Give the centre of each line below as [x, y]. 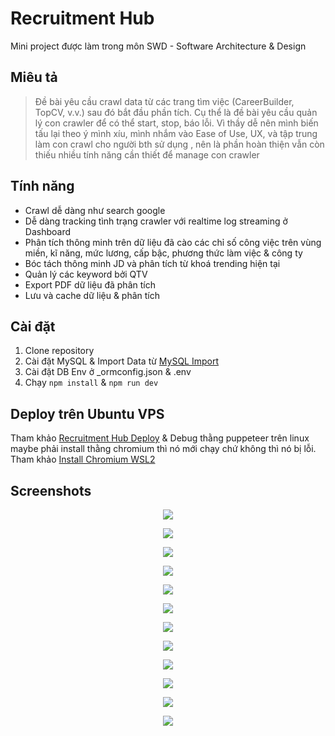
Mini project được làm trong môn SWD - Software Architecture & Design [158, 46]
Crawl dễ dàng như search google [95, 210]
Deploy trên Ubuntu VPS [87, 413]
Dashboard [48, 231]
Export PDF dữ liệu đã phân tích [90, 284]
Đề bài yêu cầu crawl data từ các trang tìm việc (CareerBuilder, [164, 101]
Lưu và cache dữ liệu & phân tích [92, 295]
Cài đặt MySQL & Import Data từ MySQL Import [122, 361]
